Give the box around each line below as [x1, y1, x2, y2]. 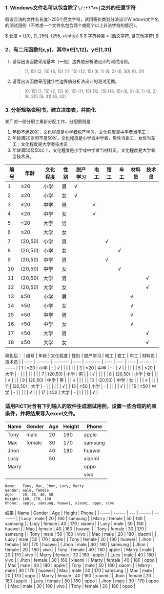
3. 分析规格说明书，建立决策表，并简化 [5, 106, 96, 113]
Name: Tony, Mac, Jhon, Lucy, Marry [5, 484, 84, 489]
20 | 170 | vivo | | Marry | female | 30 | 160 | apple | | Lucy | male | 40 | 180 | [5, 552, 157, 558]
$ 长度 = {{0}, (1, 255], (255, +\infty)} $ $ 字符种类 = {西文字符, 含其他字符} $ [5, 33, 159, 39]
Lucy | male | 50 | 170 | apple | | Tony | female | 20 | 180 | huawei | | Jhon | [5, 536, 155, 542]
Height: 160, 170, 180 [5, 497, 51, 501]
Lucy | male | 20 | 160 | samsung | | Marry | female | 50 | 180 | [21, 516, 145, 522]
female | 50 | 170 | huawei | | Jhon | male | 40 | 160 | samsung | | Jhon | [5, 542, 148, 547]
